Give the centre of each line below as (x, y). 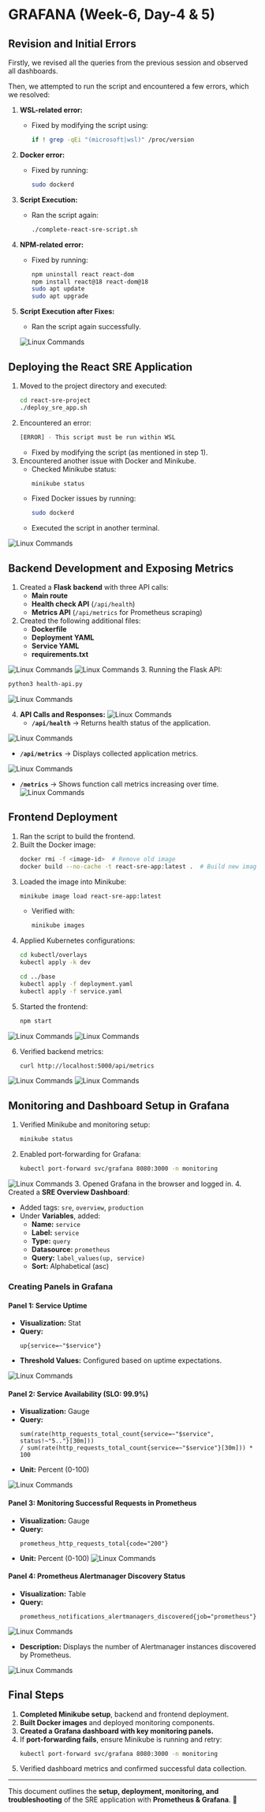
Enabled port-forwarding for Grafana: (80, 1154)
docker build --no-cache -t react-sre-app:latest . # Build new (129, 866)
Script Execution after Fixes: (67, 311)
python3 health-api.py (45, 685)
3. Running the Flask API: (181, 670)
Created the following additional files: (80, 621)
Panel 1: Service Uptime (48, 1305)
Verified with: (53, 911)
